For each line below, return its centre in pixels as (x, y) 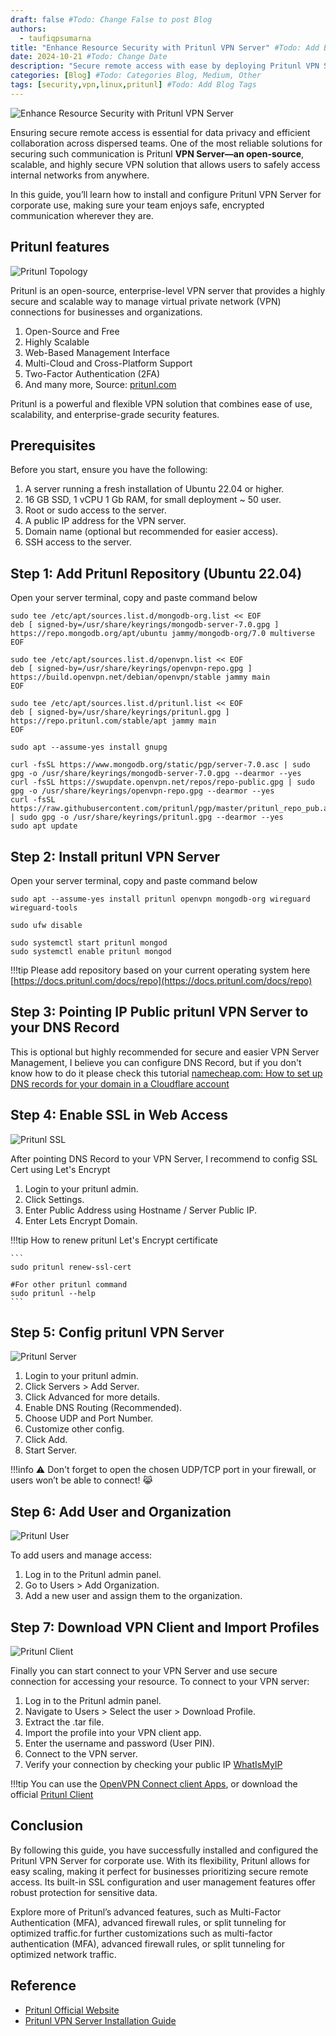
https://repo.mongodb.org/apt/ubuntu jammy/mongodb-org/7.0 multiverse (162, 634)
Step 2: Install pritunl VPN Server (115, 856)
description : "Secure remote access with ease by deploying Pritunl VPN (165, 66)
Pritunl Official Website (72, 2010)
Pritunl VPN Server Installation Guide (100, 2020)
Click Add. (46, 1440)
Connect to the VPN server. (81, 1754)
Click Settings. (54, 1199)
